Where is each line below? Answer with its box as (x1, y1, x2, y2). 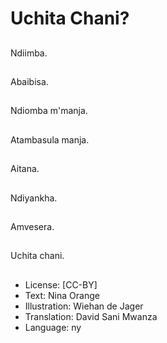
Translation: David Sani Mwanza (24, 310, 158, 322)
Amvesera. (10, 220, 55, 232)
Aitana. (10, 163, 40, 175)
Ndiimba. (10, 47, 48, 59)
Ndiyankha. (10, 192, 58, 204)
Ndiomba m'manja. (10, 105, 88, 117)
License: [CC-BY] (24, 278, 98, 291)
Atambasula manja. (10, 133, 90, 146)
